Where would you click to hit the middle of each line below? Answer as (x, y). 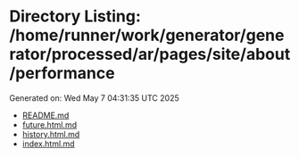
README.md (46, 115)
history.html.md (51, 134)
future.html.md (50, 124)
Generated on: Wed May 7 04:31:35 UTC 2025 (95, 98)
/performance (62, 74)
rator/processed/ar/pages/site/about (150, 54)
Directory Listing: (75, 17)
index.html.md (48, 144)
